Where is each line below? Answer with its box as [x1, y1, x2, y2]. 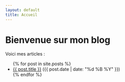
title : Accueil [5, 12, 38, 17]
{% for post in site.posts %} [12, 61, 71, 67]
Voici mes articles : [5, 51, 45, 57]
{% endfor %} [12, 72, 42, 78]
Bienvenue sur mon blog [5, 34, 111, 46]
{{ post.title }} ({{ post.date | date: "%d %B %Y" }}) [12, 66, 120, 72]
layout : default [5, 7, 40, 13]
